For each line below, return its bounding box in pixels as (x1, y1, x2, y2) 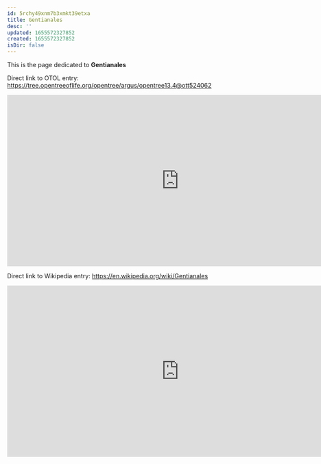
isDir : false (7, 42, 45, 49)
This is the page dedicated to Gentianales (7, 61, 126, 69)
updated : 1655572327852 (7, 29, 75, 36)
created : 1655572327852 (7, 36, 75, 42)
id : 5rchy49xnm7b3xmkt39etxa (7, 10, 91, 17)
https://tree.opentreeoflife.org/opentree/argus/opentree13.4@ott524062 (7, 82, 212, 89)
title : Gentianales (7, 16, 63, 23)
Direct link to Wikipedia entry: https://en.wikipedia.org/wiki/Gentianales (7, 272, 209, 280)
